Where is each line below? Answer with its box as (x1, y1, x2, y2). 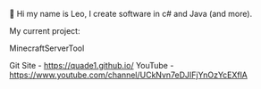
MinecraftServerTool (9, 43, 85, 53)
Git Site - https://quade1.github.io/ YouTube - (9, 61, 174, 70)
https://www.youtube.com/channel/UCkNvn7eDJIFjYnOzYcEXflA (9, 69, 248, 80)
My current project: (9, 26, 80, 36)
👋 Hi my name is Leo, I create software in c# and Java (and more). (9, 9, 253, 19)
